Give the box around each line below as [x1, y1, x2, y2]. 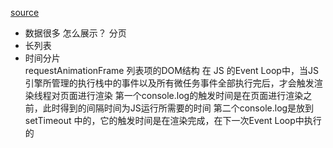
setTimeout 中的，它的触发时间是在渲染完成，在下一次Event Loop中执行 [24, 115, 322, 126]
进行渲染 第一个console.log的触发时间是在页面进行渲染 [77, 90, 304, 101]
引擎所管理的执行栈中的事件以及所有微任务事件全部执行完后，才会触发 [24, 77, 315, 89]
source [10, 7, 40, 18]
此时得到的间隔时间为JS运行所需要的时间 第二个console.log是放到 [42, 102, 315, 114]
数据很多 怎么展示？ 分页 [24, 27, 127, 39]
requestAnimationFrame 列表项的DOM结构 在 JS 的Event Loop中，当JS [24, 65, 319, 76]
